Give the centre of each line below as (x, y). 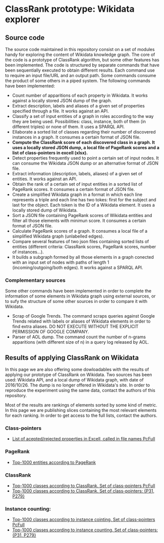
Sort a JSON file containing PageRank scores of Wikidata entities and (82, 215)
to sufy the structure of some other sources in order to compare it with (76, 301)
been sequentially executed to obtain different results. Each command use (80, 70)
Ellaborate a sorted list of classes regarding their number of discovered (84, 132)
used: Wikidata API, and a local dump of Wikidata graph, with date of (74, 380)
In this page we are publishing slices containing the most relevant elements (81, 410)
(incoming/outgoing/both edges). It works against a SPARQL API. (78, 268)
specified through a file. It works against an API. (60, 111)
